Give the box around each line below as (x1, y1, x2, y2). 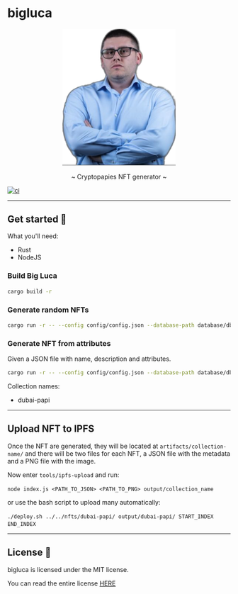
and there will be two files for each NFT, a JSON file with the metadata (24, 449, 231, 458)
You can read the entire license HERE (7, 579, 116, 588)
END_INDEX (7, 520, 37, 527)
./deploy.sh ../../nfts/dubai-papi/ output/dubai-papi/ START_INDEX (7, 512, 214, 520)
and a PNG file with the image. (7, 456, 96, 465)
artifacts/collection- (159, 443, 227, 450)
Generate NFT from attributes (7, 338, 111, 348)
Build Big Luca (7, 271, 58, 281)
